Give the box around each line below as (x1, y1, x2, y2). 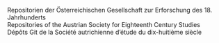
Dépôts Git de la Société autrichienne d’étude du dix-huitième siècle (7, 28, 202, 36)
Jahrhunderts (7, 13, 47, 21)
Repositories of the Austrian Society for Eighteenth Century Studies (7, 21, 200, 28)
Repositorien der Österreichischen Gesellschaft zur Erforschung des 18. (7, 6, 213, 14)
